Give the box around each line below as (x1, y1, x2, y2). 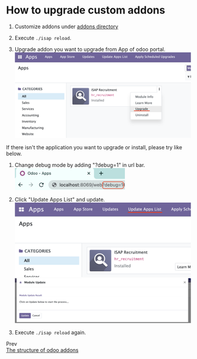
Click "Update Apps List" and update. (14, 196, 106, 203)
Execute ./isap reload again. (14, 329, 86, 335)
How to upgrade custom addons (6, 4, 165, 17)
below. (6, 150, 22, 157)
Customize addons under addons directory (14, 23, 118, 30)
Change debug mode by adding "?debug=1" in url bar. (14, 162, 145, 169)
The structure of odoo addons (6, 347, 79, 353)
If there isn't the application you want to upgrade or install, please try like (6, 144, 183, 151)
